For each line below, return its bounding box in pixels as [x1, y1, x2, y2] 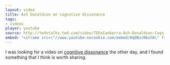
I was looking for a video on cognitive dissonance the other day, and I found [5, 48, 163, 55]
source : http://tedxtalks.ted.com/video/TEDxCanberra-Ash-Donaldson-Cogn [5, 30, 164, 35]
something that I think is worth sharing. [5, 54, 87, 60]
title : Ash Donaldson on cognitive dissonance [5, 12, 105, 17]
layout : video [5, 7, 35, 12]
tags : [5, 16, 17, 21]
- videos [5, 21, 24, 26]
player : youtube [5, 26, 39, 31]
